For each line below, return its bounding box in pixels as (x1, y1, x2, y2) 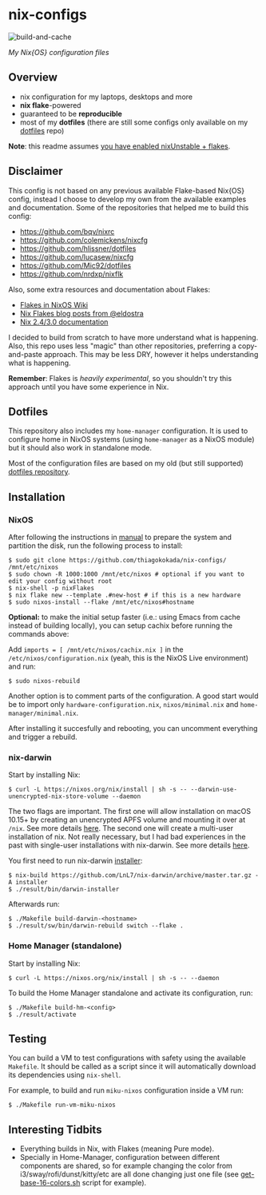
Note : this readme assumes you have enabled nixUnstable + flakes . (8, 141, 231, 151)
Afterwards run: (8, 899, 60, 909)
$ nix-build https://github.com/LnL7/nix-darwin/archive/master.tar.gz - (8, 871, 260, 879)
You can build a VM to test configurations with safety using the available (8, 1053, 246, 1063)
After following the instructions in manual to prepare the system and (8, 533, 232, 542)
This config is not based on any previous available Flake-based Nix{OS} (8, 185, 245, 195)
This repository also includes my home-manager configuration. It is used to (8, 426, 248, 436)
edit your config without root (8, 578, 113, 586)
